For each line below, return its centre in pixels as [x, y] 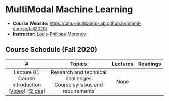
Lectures [122, 64]
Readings [150, 64]
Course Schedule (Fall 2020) [51, 49]
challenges [78, 78]
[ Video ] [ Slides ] [26, 91]
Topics [78, 64]
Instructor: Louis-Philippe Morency [49, 34]
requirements [78, 91]
